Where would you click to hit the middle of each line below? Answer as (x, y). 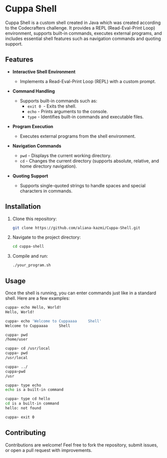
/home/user (16, 339)
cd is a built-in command (32, 403)
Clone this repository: (34, 219)
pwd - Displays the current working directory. (65, 155)
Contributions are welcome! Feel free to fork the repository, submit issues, (82, 445)
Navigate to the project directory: (46, 237)
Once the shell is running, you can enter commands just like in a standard (81, 293)
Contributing (25, 433)
